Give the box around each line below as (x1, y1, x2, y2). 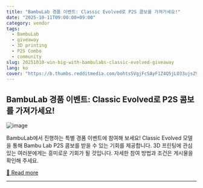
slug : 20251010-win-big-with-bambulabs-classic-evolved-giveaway (6, 59, 174, 65)
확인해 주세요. (6, 157, 39, 164)
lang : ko (6, 64, 28, 71)
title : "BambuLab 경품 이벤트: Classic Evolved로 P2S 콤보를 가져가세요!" (6, 8, 181, 15)
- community (11, 54, 42, 60)
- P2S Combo (11, 48, 42, 54)
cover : (6, 70, 23, 77)
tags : (6, 25, 20, 32)
